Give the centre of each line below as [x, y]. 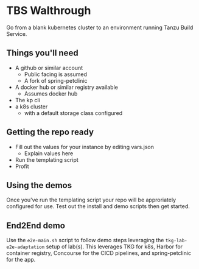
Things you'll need [42, 53]
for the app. [21, 260]
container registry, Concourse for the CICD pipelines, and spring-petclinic [99, 253]
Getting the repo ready [50, 132]
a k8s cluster [31, 107]
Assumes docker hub [51, 93]
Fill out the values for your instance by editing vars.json [84, 147]
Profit [22, 166]
